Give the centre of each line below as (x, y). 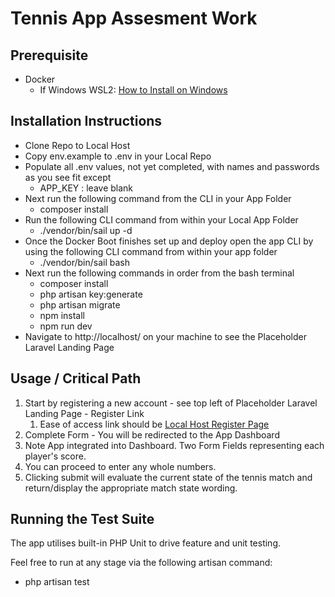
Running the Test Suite (82, 519)
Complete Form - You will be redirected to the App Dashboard (152, 434)
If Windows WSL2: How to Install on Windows (133, 90)
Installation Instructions (86, 121)
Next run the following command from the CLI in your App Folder (158, 198)
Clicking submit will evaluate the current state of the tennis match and (168, 477)
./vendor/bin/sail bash (84, 262)
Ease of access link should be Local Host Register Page (154, 424)
